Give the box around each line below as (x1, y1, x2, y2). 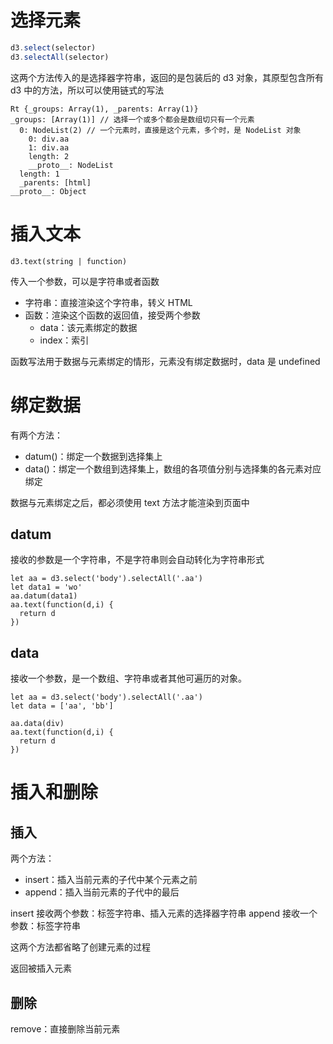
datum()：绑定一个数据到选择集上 (24, 450, 163, 462)
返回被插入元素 (10, 962, 72, 975)
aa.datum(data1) (10, 591, 78, 601)
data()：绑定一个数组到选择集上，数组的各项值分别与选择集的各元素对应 (24, 462, 322, 475)
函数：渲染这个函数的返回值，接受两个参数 (24, 309, 201, 321)
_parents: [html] (19, 177, 92, 188)
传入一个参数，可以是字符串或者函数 (10, 275, 160, 287)
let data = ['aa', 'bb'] (10, 701, 114, 711)
